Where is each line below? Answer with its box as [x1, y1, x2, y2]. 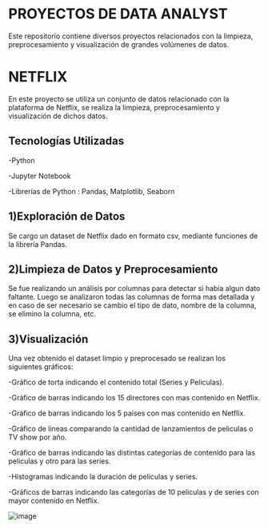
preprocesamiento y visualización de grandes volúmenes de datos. [8, 39, 230, 49]
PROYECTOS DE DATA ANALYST [8, 5, 228, 23]
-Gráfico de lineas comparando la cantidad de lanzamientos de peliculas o [8, 424, 254, 434]
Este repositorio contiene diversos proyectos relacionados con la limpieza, [8, 31, 254, 41]
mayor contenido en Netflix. [8, 496, 100, 506]
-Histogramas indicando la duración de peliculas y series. [8, 472, 198, 482]
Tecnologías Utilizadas [8, 134, 125, 148]
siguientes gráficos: [8, 362, 74, 372]
